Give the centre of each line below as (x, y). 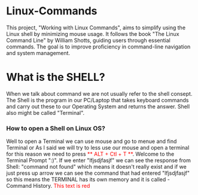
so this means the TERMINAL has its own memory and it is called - (88, 179)
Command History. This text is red (48, 186)
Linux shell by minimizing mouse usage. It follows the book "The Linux (93, 33)
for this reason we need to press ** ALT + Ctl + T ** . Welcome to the (90, 154)
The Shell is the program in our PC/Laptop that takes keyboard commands (98, 100)
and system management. (38, 53)
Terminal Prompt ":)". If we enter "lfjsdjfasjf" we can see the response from (99, 160)
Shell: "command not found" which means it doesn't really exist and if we (96, 167)
